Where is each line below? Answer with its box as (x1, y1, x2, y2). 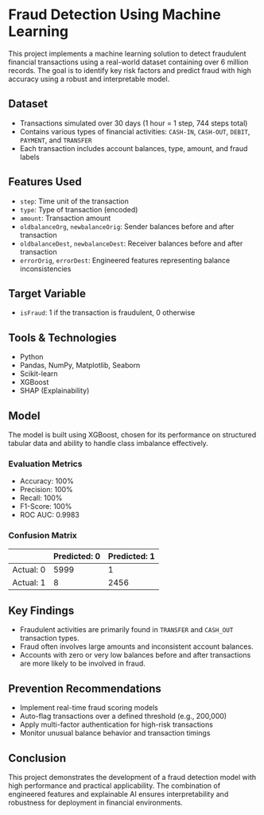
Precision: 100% (19, 485, 73, 495)
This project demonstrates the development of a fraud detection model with (8, 773, 257, 782)
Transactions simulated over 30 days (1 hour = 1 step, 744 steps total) (19, 118, 248, 128)
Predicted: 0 (52, 550, 101, 561)
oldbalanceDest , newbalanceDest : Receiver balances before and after (19, 239, 243, 248)
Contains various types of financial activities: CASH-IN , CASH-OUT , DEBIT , (19, 126, 250, 136)
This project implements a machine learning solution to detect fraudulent (8, 49, 247, 58)
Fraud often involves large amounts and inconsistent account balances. (19, 642, 254, 651)
